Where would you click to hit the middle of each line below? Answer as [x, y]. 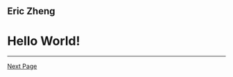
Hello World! [44, 41]
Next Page [22, 66]
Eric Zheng [31, 11]
